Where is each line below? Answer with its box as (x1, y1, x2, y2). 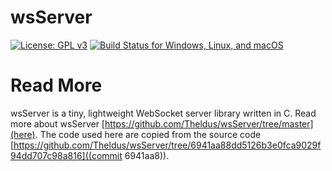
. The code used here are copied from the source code (34, 128, 262, 140)
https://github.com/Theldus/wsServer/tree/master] (104, 117, 314, 130)
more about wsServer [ (10, 117, 105, 130)
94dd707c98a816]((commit (10, 149, 123, 161)
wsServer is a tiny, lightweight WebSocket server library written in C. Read (10, 107, 317, 119)
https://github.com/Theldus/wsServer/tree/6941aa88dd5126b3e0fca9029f (13, 139, 322, 151)
